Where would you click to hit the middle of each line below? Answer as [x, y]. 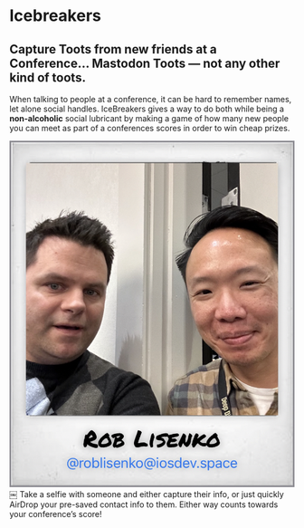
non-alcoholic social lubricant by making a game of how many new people [149, 118]
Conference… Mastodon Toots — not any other [145, 63]
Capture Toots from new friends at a [113, 49]
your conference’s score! [56, 514]
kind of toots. [47, 77]
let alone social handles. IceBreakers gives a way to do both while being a [147, 109]
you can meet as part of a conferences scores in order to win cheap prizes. [150, 128]
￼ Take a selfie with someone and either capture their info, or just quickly [147, 494]
